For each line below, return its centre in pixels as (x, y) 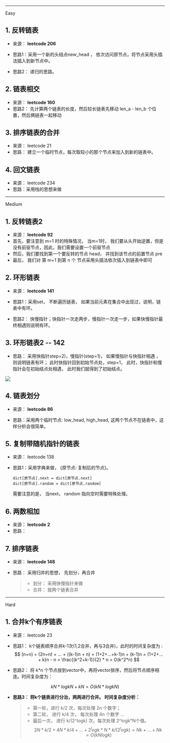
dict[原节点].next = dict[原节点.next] (52, 479)
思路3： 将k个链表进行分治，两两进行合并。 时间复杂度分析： (76, 697)
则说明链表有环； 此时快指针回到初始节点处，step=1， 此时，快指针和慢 (87, 362)
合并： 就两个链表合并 (56, 589)
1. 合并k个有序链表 (34, 622)
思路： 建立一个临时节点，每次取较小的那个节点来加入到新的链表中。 (84, 152)
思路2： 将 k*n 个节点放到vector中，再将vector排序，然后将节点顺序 (84, 670)
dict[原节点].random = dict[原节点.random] (57, 484)
